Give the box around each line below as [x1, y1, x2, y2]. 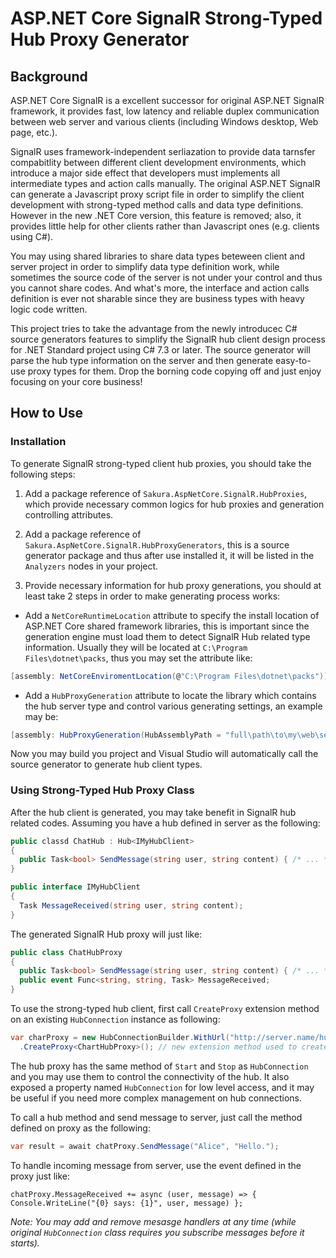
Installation [10, 435, 67, 449]
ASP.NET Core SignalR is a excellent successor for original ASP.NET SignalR [10, 95, 325, 106]
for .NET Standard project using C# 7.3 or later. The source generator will [10, 344, 311, 356]
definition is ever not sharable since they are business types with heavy [10, 293, 305, 304]
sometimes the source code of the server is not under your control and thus [10, 272, 323, 283]
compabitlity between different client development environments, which [10, 157, 307, 168]
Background [10, 68, 88, 85]
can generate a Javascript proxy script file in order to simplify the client [10, 188, 305, 200]
